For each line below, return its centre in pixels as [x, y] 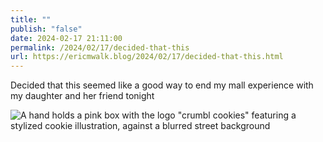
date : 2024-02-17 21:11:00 [66, 38]
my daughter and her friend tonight [82, 96]
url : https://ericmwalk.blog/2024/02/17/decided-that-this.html [147, 57]
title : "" [31, 19]
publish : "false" [46, 29]
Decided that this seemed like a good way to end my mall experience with [162, 85]
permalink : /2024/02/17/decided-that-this [100, 47]
